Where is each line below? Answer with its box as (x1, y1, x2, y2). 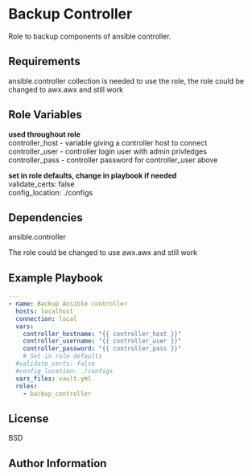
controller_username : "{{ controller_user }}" (23, 337, 182, 346)
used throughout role (8, 129, 81, 139)
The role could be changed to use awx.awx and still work (8, 248, 198, 257)
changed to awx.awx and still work (8, 84, 123, 94)
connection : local (15, 314, 78, 322)
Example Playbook (8, 271, 103, 285)
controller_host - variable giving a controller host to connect (8, 137, 208, 147)
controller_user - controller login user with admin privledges (8, 146, 208, 156)
